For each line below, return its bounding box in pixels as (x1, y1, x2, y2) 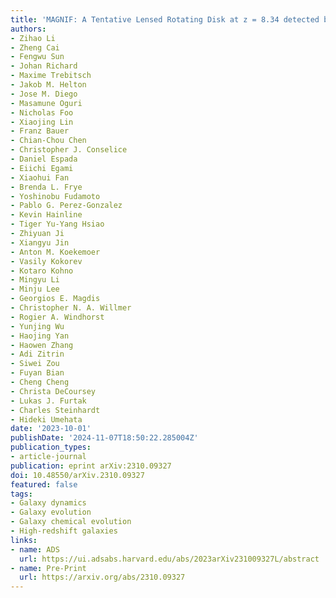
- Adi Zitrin (10, 349, 65, 360)
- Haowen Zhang (10, 340, 74, 350)
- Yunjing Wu (10, 321, 65, 331)
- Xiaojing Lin (10, 117, 74, 127)
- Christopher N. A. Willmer (10, 303, 132, 313)
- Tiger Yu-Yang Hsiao (10, 219, 105, 230)
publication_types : (10, 442, 92, 453)
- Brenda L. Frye (10, 182, 83, 192)
